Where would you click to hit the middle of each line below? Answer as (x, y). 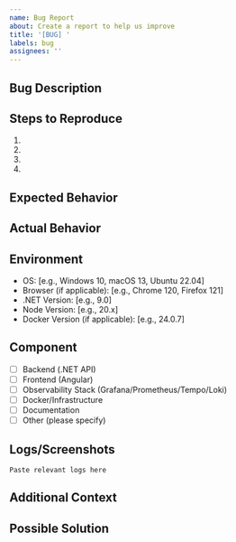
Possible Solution (59, 528)
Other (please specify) (64, 420)
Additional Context (63, 498)
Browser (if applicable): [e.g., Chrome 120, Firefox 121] (123, 290)
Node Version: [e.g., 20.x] (70, 309)
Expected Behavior (64, 197)
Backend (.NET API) (59, 369)
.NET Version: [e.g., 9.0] (67, 300)
